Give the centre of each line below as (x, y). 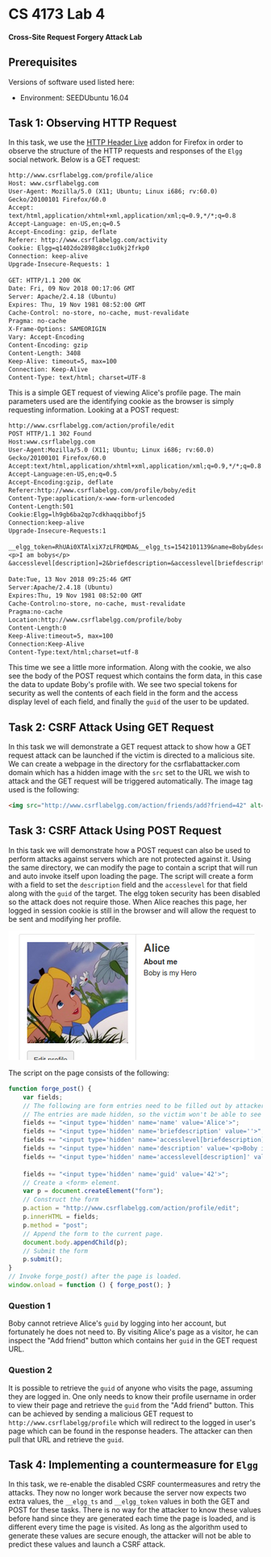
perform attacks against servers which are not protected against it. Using (130, 859)
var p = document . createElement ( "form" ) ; (93, 1191)
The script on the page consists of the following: (89, 1072)
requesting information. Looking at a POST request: (94, 410)
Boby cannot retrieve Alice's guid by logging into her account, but (117, 1323)
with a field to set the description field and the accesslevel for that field (128, 885)
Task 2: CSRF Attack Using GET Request (111, 727)
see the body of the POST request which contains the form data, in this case (135, 676)
